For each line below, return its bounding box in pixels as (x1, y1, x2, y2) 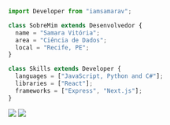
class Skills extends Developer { (8, 65, 122, 73)
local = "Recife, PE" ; (15, 43, 90, 51)
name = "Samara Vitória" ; (15, 28, 101, 37)
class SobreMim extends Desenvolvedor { (8, 21, 143, 29)
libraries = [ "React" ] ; (15, 79, 93, 87)
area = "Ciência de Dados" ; (15, 36, 108, 44)
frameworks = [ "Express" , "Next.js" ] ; (15, 86, 143, 94)
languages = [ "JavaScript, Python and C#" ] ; (15, 72, 164, 80)
